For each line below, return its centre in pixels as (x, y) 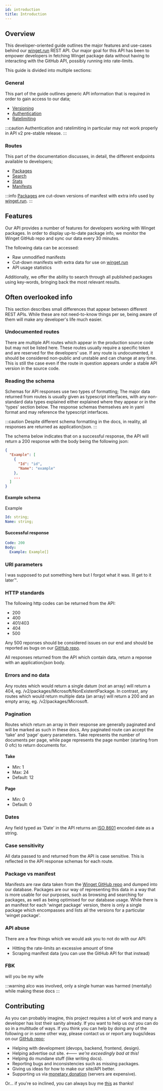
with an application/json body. (35, 663)
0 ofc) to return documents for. (36, 745)
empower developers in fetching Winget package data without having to (77, 56)
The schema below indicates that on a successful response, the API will (77, 436)
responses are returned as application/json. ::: (51, 427)
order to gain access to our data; (38, 99)
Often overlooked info (39, 297)
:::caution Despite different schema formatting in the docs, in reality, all (76, 422)
